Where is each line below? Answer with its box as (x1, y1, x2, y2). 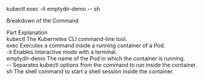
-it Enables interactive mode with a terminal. (6, 48, 117, 56)
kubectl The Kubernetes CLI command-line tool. (6, 35, 127, 42)
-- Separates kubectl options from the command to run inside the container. (6, 61, 197, 68)
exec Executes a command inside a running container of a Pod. (6, 42, 166, 49)
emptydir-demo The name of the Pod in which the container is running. (6, 55, 185, 62)
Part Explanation (6, 29, 48, 36)
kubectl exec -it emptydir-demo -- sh (6, 5, 100, 12)
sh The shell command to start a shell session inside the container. (6, 68, 174, 75)
